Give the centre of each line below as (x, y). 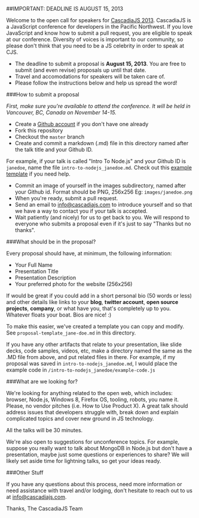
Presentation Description (45, 278)
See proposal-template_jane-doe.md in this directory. (71, 333)
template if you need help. (38, 174)
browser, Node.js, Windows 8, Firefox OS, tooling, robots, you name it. (93, 399)
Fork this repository (39, 130)
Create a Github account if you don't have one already (82, 124)
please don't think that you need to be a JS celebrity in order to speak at (95, 46)
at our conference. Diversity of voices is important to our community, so (95, 39)
